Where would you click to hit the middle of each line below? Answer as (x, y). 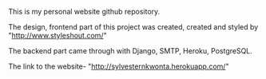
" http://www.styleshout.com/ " (58, 36)
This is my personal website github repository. (84, 12)
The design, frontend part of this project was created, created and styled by (133, 27)
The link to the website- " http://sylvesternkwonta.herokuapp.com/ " (119, 66)
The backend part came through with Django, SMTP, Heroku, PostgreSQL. (131, 51)
